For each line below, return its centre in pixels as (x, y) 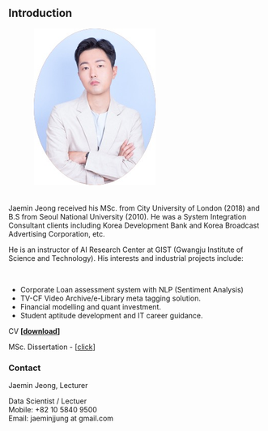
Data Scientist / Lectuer (48, 401)
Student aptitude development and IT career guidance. (111, 315)
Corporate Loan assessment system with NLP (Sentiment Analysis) (132, 289)
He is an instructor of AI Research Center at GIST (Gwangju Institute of (126, 250)
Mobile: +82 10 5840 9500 (53, 410)
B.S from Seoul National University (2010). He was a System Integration (128, 216)
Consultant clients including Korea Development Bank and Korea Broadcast (134, 225)
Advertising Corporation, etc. (57, 233)
